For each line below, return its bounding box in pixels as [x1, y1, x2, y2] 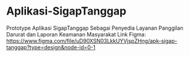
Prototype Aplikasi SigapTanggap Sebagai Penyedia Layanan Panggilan [6, 24, 184, 32]
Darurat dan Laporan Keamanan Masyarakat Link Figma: [6, 30, 146, 38]
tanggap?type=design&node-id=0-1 [6, 44, 95, 51]
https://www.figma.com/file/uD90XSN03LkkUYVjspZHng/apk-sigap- [6, 37, 178, 44]
